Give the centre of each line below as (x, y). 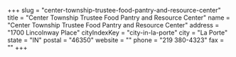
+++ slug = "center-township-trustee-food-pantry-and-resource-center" (114, 10)
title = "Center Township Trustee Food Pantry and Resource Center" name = (119, 18)
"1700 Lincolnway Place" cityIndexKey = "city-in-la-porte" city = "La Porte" (118, 32)
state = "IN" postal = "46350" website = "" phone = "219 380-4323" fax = (116, 40)
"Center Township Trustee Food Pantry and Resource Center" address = (113, 25)
